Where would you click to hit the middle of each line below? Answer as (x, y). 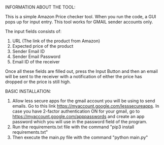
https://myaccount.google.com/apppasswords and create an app (78, 116)
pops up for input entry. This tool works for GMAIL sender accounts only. (79, 22)
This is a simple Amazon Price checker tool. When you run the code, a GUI (81, 16)
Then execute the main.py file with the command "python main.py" (80, 137)
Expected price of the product (43, 46)
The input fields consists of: (33, 31)
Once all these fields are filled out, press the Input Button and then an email (82, 71)
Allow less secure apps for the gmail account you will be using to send (83, 101)
